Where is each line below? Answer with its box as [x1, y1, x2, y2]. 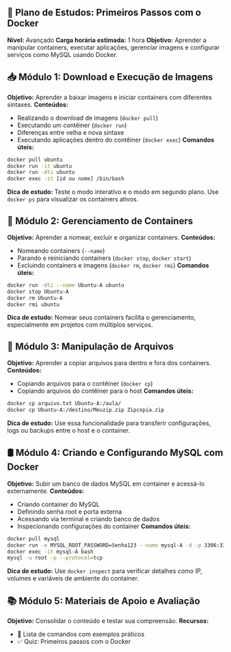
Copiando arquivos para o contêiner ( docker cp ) [16, 380, 153, 388]
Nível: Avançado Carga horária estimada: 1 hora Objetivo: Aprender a [7, 36, 207, 44]
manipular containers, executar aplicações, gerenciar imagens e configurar [7, 43, 220, 52]
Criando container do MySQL [16, 500, 100, 508]
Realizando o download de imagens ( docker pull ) [16, 113, 158, 122]
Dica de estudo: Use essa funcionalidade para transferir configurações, [7, 419, 211, 427]
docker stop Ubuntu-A [7, 288, 69, 295]
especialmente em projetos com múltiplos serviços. [7, 320, 153, 329]
